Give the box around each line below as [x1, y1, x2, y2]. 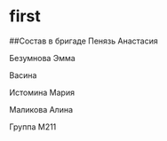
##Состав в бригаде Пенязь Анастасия [9, 35, 158, 46]
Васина [9, 69, 37, 81]
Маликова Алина [9, 104, 74, 114]
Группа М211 [9, 121, 57, 132]
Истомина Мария [9, 87, 76, 98]
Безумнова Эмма [9, 52, 76, 63]
